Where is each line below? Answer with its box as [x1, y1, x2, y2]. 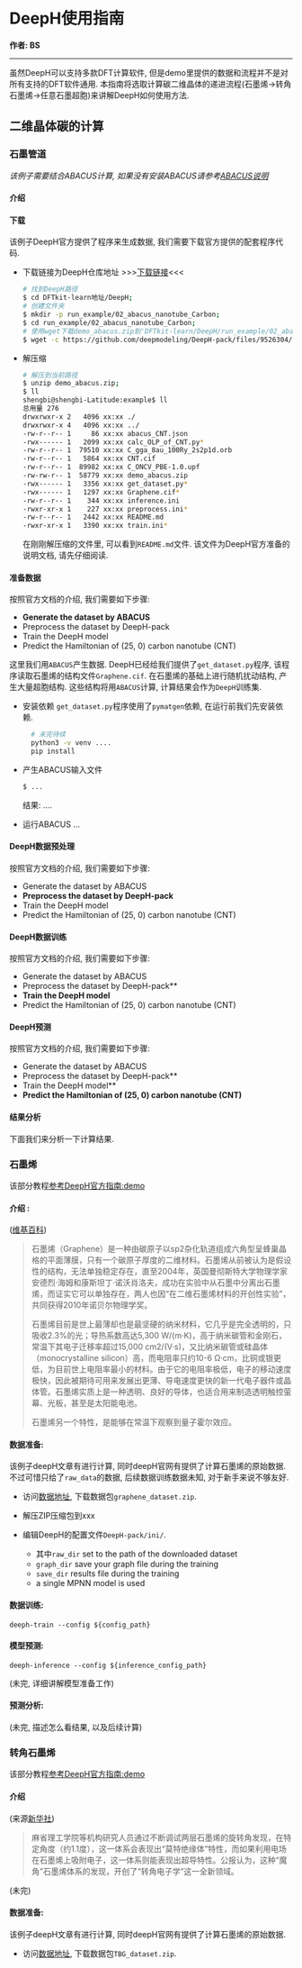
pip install [31, 747, 75, 757]
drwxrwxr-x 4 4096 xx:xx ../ [22, 421, 140, 430]
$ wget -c [22, 335, 60, 344]
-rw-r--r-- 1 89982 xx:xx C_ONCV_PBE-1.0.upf [22, 463, 200, 472]
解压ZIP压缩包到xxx [22, 1510, 96, 1521]
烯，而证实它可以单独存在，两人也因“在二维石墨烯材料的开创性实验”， [31, 1289, 291, 1300]
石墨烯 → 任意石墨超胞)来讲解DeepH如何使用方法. [9, 89, 190, 100]
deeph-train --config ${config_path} [9, 1620, 151, 1629]
